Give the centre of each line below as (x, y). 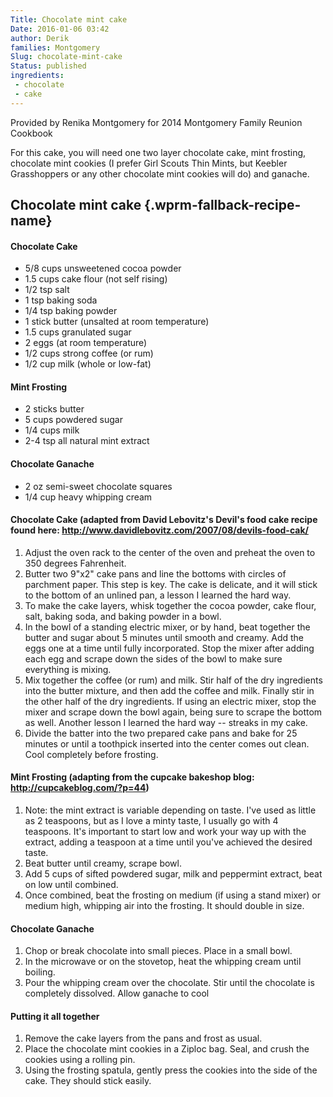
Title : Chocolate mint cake (69, 19)
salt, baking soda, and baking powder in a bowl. (123, 616)
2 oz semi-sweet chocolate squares (98, 486)
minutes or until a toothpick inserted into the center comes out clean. (167, 743)
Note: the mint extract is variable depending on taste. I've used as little (170, 810)
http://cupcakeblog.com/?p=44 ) (80, 788)
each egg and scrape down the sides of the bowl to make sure (153, 658)
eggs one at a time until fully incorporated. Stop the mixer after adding (169, 648)
